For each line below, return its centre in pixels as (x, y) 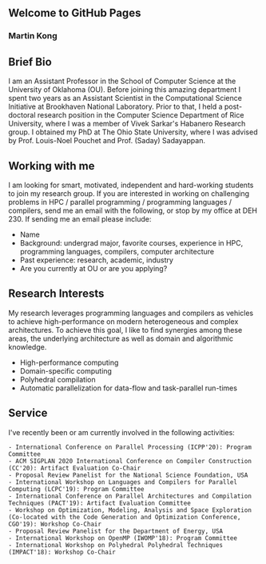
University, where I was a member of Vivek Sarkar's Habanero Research (127, 124)
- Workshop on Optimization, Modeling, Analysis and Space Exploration (130, 510)
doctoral (22, 115)
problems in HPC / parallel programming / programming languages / (120, 202)
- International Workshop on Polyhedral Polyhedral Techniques (116, 545)
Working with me (52, 166)
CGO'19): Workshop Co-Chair (55, 524)
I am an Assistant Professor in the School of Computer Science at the (122, 81)
